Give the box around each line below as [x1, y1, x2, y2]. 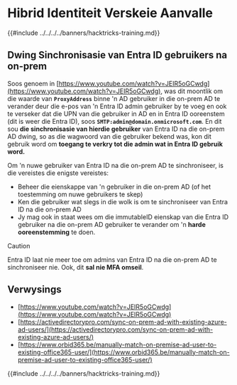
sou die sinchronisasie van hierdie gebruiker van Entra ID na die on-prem [7, 125, 225, 133]
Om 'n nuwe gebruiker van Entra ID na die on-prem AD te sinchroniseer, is [7, 161, 224, 169]
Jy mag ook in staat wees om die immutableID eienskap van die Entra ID [17, 212, 229, 221]
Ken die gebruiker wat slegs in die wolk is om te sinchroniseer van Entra [17, 197, 228, 206]
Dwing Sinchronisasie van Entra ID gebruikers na [7, 49, 228, 61]
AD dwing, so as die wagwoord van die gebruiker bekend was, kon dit [7, 132, 211, 140]
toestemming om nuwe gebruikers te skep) [17, 190, 143, 199]
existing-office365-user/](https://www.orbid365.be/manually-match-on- [17, 347, 230, 357]
